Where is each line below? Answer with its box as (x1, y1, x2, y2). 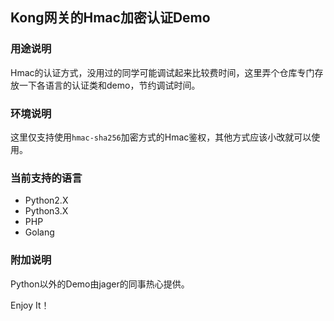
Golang (24, 226, 55, 238)
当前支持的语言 (10, 171, 83, 185)
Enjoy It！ (10, 299, 50, 311)
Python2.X (24, 194, 69, 207)
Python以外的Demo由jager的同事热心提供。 (10, 278, 190, 290)
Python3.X (24, 205, 69, 217)
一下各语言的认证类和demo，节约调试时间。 (18, 79, 201, 91)
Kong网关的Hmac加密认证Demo (10, 9, 211, 27)
